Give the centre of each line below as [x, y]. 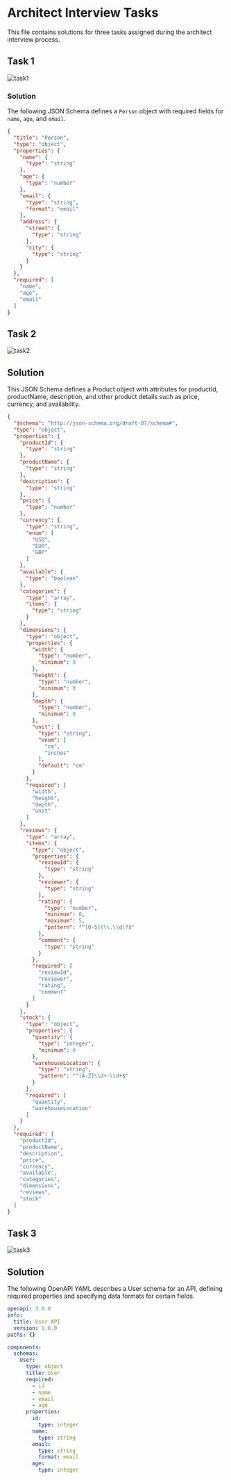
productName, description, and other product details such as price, [103, 397]
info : [15, 1315]
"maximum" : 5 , [65, 921]
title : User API [37, 1322]
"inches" [57, 753]
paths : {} [22, 1335]
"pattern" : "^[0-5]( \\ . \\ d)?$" [89, 927]
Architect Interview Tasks [83, 13]
